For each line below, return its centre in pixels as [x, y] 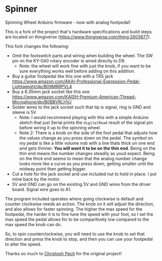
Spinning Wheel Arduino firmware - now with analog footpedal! [68, 22]
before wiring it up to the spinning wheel [59, 127]
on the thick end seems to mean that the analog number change [83, 158]
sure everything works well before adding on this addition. [77, 71]
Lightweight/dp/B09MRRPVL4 [42, 86]
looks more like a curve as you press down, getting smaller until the [86, 164]
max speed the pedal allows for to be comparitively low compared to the [77, 219]
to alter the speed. [23, 244]
